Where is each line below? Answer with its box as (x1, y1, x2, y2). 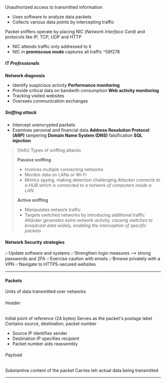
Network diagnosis (5, 72, 45, 78)
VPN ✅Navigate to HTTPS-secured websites (5, 261, 96, 267)
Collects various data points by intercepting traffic (12, 19, 115, 25)
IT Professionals (5, 60, 40, 66)
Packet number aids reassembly (12, 340, 78, 346)
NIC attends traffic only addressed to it (12, 44, 91, 49)
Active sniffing (17, 197, 48, 203)
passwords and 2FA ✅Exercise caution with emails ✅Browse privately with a (5, 256, 161, 262)
